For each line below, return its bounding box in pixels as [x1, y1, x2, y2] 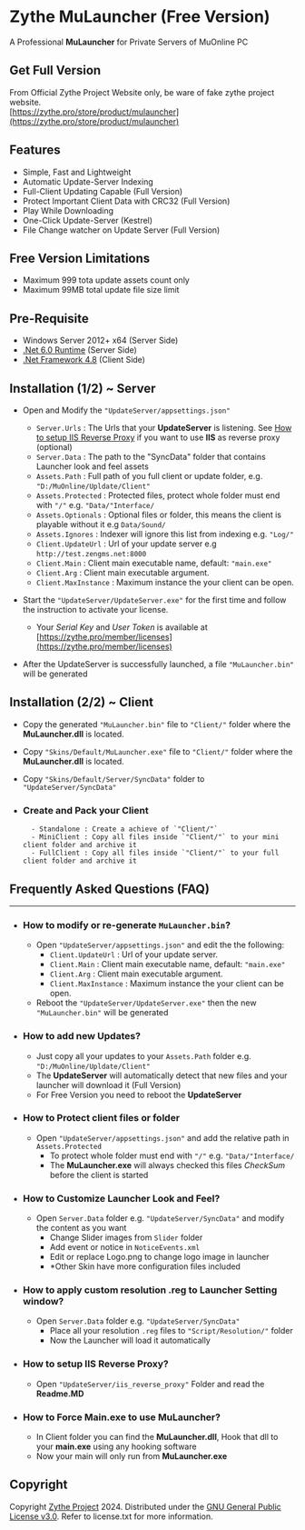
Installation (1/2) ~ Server [9, 380, 156, 396]
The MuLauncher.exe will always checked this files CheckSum [49, 1159, 286, 1170]
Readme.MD [35, 1388, 84, 1399]
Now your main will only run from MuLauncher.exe [35, 1451, 228, 1461]
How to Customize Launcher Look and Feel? [22, 1192, 221, 1205]
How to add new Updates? [22, 1030, 141, 1043]
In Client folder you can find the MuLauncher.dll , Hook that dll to [35, 1432, 279, 1442]
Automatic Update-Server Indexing [22, 175, 154, 187]
